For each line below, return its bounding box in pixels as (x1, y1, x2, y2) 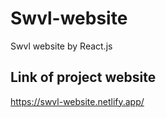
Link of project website (10, 69, 157, 86)
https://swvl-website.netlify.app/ (10, 95, 145, 107)
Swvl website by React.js (10, 40, 113, 52)
